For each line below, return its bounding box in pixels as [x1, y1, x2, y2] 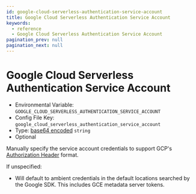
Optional [14, 133, 36, 140]
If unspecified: [6, 163, 42, 170]
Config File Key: [14, 114, 55, 121]
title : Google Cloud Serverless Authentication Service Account [6, 14, 171, 20]
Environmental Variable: [14, 101, 74, 108]
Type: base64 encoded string [14, 127, 91, 134]
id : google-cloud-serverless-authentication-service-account [6, 8, 163, 15]
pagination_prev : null [6, 37, 63, 43]
